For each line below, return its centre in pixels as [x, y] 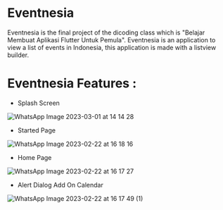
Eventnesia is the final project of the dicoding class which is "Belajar [106, 32]
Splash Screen [38, 103]
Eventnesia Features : [72, 84]
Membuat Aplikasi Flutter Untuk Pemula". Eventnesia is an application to [111, 39]
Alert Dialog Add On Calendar [60, 185]
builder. [18, 55]
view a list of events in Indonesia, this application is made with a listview [112, 47]
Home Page [34, 157]
